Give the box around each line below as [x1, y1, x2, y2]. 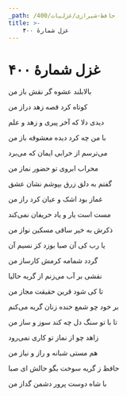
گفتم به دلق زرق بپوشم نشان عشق [8, 179, 113, 189]
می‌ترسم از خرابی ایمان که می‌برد [8, 148, 108, 158]
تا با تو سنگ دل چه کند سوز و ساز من [8, 317, 117, 327]
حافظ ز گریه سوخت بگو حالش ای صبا [8, 363, 120, 373]
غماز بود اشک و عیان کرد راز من [8, 194, 103, 204]
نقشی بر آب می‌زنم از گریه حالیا [8, 271, 102, 281]
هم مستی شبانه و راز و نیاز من [8, 348, 98, 358]
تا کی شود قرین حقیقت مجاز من [8, 286, 103, 296]
